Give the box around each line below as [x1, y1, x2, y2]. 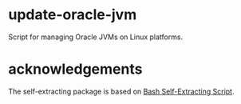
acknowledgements [8, 60, 143, 78]
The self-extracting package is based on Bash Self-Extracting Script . [8, 86, 235, 96]
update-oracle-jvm [8, 6, 137, 24]
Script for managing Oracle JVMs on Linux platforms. [8, 32, 184, 42]
